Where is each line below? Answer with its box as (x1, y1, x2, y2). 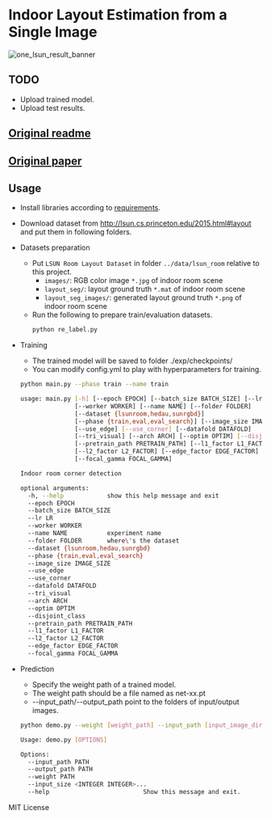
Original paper (8, 154, 82, 167)
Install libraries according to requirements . (19, 203, 161, 213)
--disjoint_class (27, 612, 86, 620)
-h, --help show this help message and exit (27, 492, 219, 500)
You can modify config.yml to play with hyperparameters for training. (31, 365, 262, 374)
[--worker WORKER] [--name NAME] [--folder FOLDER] (74, 402, 252, 410)
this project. (31, 267, 73, 277)
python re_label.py (31, 326, 98, 334)
